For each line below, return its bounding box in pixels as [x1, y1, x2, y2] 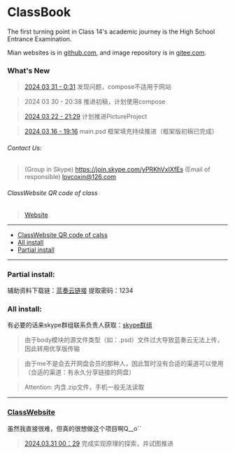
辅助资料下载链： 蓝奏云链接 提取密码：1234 [7, 286, 134, 295]
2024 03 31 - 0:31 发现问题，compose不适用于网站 [24, 83, 171, 91]
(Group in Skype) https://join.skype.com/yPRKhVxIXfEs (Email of [24, 165, 211, 173]
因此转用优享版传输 [24, 344, 80, 353]
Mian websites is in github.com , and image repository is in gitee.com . [7, 48, 207, 57]
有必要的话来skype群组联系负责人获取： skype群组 [7, 321, 152, 329]
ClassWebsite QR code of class [7, 189, 98, 197]
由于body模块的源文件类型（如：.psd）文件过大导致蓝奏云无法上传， [24, 336, 224, 344]
